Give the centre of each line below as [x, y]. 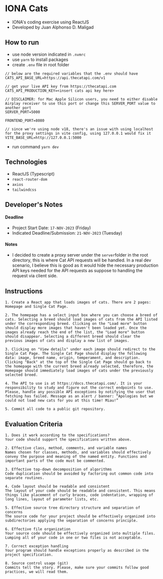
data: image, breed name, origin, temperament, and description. [72, 358]
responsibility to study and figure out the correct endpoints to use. [79, 388]
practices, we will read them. [37, 572]
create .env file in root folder [41, 64]
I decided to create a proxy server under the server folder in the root [80, 255]
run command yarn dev [36, 146]
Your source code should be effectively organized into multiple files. [80, 533]
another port [18, 108]
